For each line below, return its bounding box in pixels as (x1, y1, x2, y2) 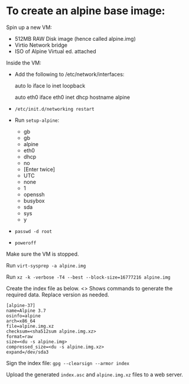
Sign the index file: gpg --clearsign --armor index (6, 359, 130, 366)
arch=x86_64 (6, 318, 35, 324)
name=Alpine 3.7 (6, 308, 46, 314)
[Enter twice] (23, 166, 55, 173)
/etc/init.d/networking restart (14, 106, 94, 112)
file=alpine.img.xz (6, 323, 54, 329)
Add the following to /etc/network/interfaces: (14, 70, 125, 78)
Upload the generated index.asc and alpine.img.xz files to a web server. (6, 371, 183, 378)
